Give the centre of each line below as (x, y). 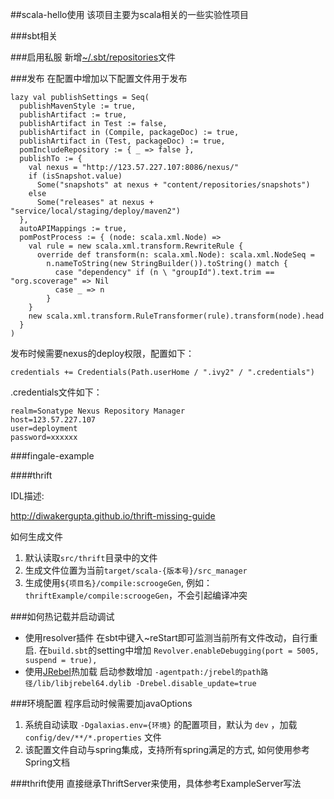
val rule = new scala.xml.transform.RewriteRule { (136, 246)
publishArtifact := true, (73, 115)
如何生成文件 (36, 536)
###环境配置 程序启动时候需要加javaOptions (101, 703)
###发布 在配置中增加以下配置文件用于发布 (99, 78)
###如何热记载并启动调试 (62, 616)
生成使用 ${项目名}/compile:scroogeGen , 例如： (118, 582)
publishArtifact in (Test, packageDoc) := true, (122, 141)
